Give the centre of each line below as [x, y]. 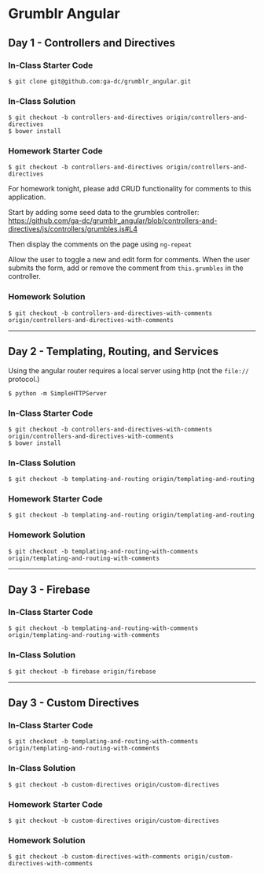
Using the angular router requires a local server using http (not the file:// [128, 370]
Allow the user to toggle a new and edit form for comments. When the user [129, 260]
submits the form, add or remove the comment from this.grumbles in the [126, 268]
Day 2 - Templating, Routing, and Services [113, 352]
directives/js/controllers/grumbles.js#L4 [73, 229]
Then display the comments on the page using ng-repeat [100, 244]
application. [27, 197]
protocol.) [24, 379]
